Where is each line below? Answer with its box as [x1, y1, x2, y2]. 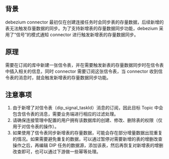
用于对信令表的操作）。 [12, 123, 59, 129]
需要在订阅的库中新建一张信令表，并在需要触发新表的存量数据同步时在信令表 [5, 62, 164, 68]
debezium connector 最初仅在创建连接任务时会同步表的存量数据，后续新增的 [5, 19, 164, 25]
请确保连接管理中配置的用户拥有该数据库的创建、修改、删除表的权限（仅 [12, 117, 162, 123]
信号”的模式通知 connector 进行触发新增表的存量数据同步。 [16, 32, 139, 38]
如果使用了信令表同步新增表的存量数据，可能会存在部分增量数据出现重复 [12, 130, 162, 136]
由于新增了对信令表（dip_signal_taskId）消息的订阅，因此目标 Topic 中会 [12, 105, 163, 111]
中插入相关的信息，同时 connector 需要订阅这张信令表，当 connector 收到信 [5, 68, 163, 74]
